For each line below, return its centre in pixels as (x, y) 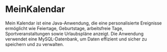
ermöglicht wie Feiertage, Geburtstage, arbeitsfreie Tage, (64, 28)
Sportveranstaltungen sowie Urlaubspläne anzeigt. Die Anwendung (74, 33)
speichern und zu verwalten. (34, 44)
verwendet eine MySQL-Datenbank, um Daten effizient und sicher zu (76, 39)
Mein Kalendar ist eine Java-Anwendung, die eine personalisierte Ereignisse (83, 23)
